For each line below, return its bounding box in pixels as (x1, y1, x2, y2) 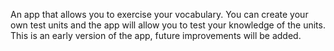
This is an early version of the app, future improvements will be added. (10, 30, 302, 41)
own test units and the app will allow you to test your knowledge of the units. (10, 19, 326, 31)
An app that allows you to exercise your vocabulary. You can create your (10, 9, 309, 20)
